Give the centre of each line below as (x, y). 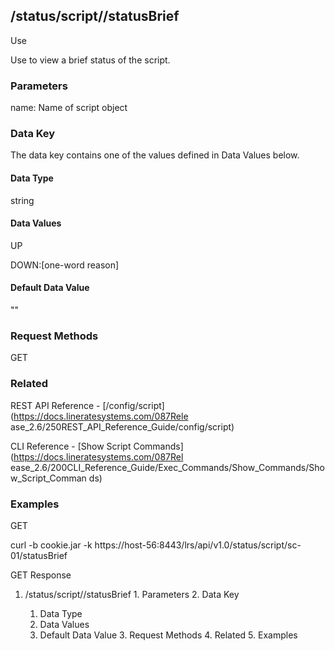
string (22, 200)
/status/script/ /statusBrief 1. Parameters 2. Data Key (132, 594)
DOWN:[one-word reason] (65, 265)
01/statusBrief (39, 555)
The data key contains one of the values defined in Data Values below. (155, 155)
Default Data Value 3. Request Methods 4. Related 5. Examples (168, 635)
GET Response (41, 575)
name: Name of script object (69, 108)
